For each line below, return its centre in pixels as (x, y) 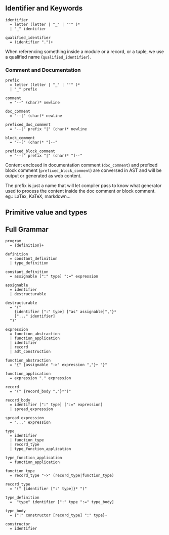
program (13, 241)
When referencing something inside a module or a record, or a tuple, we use (85, 51)
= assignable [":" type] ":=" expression (54, 277)
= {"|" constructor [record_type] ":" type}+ (59, 515)
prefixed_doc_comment (28, 125)
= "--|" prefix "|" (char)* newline (48, 129)
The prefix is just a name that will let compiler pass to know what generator (83, 186)
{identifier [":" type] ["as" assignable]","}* (65, 312)
